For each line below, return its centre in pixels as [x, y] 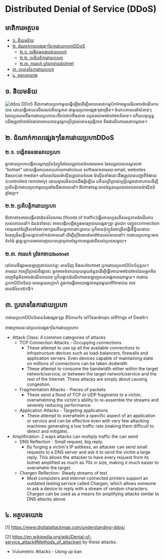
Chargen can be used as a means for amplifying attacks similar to [93, 494]
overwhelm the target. [49, 468]
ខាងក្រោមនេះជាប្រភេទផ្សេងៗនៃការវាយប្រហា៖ [42, 327]
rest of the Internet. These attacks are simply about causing [87, 379]
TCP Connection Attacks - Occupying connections [70, 343]
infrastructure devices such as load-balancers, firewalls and [87, 353]
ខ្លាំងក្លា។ [12, 193]
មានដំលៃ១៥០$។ [19, 289]
